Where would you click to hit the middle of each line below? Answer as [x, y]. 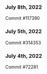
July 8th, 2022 [23, 7]
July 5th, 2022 [23, 32]
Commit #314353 [23, 42]
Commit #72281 [22, 67]
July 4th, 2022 [24, 56]
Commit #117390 [23, 18]
